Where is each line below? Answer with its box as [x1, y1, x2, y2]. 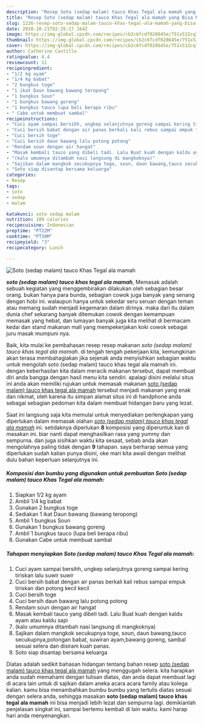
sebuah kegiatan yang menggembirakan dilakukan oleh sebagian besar [6, 285, 184, 292]
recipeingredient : [6, 65, 53, 71]
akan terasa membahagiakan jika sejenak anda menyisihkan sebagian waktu [6, 354, 196, 362]
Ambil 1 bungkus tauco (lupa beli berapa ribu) [14, 530, 129, 537]
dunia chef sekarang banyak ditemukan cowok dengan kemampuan [6, 310, 175, 317]
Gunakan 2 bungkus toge [14, 504, 79, 512]
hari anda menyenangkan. [6, 712, 71, 720]
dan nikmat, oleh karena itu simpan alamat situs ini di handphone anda [6, 392, 181, 400]
